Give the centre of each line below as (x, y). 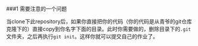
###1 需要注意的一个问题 (37, 9)
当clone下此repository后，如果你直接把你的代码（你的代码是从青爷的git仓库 (99, 22)
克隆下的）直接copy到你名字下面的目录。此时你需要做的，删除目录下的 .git (99, 29)
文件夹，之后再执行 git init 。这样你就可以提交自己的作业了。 (82, 36)
